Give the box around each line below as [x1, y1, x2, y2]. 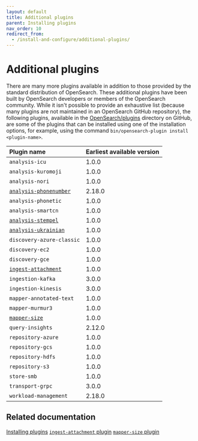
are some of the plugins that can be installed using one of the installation [6, 121, 186, 128]
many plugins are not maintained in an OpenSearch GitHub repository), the [6, 107, 191, 115]
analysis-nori [9, 178, 50, 185]
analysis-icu [9, 158, 47, 165]
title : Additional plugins [6, 14, 74, 20]
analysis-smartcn [9, 207, 59, 214]
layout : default [6, 8, 47, 15]
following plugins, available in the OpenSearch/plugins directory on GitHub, [6, 114, 192, 121]
